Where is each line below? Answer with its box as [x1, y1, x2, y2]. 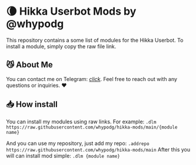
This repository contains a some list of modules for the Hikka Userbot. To [6, 36, 184, 43]
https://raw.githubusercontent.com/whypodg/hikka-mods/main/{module [6, 124, 178, 130]
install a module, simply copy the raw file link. [6, 43, 117, 50]
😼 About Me [6, 60, 53, 70]
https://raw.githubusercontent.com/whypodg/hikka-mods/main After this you [6, 146, 191, 153]
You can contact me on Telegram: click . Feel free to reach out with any [6, 75, 178, 82]
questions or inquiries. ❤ [6, 82, 67, 89]
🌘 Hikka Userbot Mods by [6, 5, 137, 18]
